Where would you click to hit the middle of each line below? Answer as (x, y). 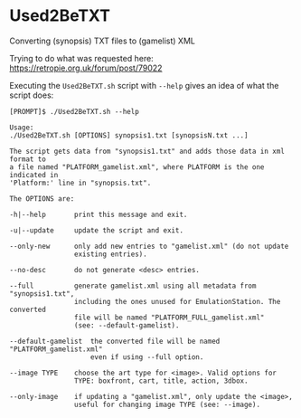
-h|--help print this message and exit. (99, 214)
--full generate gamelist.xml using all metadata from (133, 286)
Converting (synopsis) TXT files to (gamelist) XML (103, 41)
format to (28, 159)
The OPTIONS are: (42, 199)
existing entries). (110, 254)
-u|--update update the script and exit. (96, 230)
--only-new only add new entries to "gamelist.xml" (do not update (149, 246)
